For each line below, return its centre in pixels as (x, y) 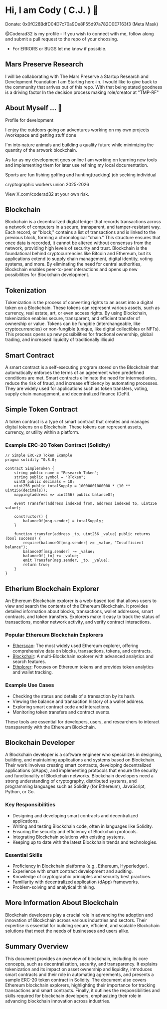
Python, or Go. (20, 792)
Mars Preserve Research (44, 64)
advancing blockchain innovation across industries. (58, 1001)
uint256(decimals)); (27, 491)
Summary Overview (37, 946)
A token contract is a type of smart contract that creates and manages (77, 421)
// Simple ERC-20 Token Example (39, 456)
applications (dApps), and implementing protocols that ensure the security (82, 770)
